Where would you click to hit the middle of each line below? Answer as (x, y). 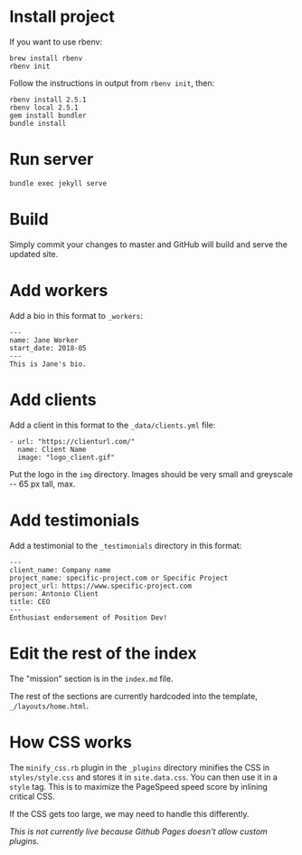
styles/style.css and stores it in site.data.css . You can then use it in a (144, 777)
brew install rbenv (46, 58)
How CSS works (71, 742)
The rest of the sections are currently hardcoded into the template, (133, 696)
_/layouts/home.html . (49, 706)
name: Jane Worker (44, 340)
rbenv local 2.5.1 (44, 107)
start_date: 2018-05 (48, 348)
